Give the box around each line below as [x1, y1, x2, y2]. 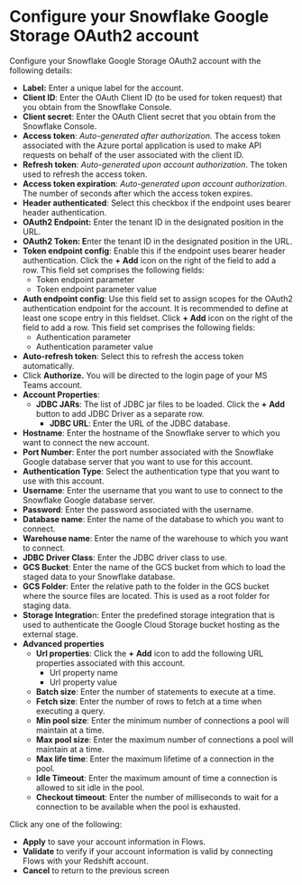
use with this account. [22, 475, 105, 486]
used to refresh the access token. [22, 169, 148, 180]
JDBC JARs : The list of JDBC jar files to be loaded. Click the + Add [35, 399, 286, 410]
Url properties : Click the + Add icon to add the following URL [35, 648, 264, 659]
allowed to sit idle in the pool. [35, 782, 145, 793]
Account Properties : [22, 389, 101, 400]
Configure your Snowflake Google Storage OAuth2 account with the [9, 55, 261, 66]
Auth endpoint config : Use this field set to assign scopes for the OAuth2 [22, 293, 293, 304]
